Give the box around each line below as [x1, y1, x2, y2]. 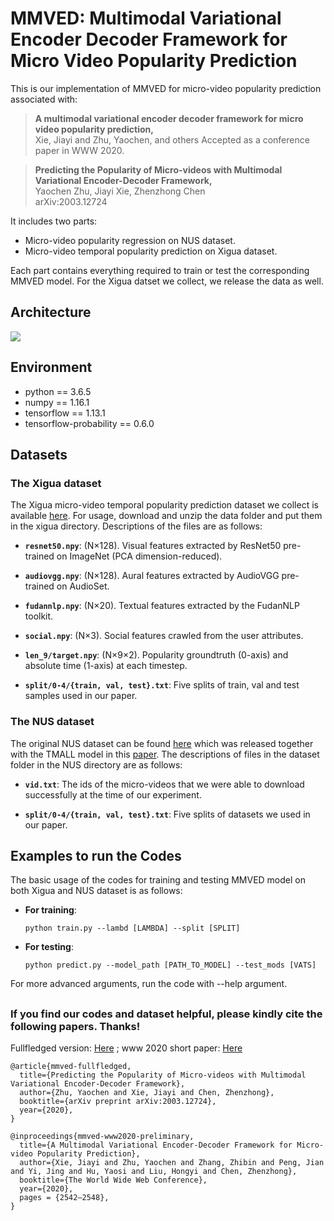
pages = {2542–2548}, [19, 1193, 110, 1203]
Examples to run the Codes [10, 847, 182, 864]
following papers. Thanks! [10, 1019, 141, 1033]
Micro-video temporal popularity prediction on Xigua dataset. [24, 245, 278, 257]
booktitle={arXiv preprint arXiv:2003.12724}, [19, 1097, 217, 1107]
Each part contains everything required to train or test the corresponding [10, 264, 310, 276]
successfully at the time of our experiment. [24, 788, 202, 801]
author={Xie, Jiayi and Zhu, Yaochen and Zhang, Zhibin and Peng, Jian [19, 1158, 325, 1168]
